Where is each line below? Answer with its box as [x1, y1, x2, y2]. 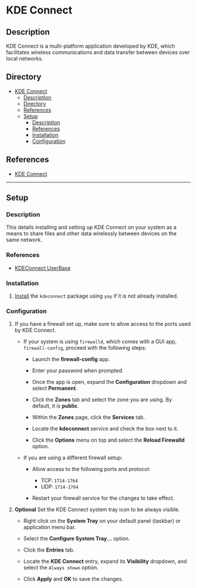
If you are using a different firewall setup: [23, 454, 123, 462]
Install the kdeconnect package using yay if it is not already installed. [14, 292, 179, 299]
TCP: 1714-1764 [40, 477, 78, 484]
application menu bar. [23, 524, 76, 531]
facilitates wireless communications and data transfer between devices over [6, 49, 191, 56]
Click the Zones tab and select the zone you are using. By [32, 396, 172, 403]
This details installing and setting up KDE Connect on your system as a [6, 224, 177, 231]
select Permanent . [32, 385, 77, 392]
